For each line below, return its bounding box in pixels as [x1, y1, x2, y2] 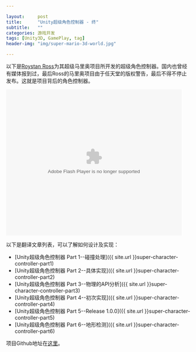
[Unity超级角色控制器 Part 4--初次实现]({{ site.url [14, 294, 133, 301]
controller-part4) [14, 301, 56, 308]
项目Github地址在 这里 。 [6, 340, 63, 347]
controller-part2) [14, 274, 55, 281]
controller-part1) [14, 260, 54, 267]
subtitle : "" [6, 25, 43, 30]
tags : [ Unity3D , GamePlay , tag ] [6, 36, 85, 42]
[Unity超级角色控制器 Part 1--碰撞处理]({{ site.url [14, 254, 132, 260]
